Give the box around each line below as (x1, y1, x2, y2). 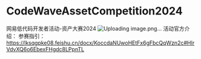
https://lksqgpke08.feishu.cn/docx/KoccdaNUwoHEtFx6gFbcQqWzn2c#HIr (6, 39, 195, 46)
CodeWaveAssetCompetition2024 (6, 4, 183, 18)
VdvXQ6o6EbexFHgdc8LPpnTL (6, 45, 85, 52)
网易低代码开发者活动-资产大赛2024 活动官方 (6, 25, 185, 32)
